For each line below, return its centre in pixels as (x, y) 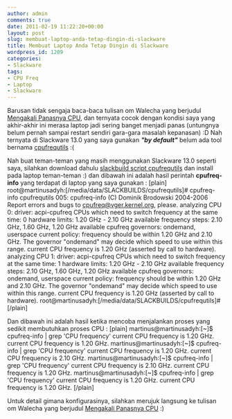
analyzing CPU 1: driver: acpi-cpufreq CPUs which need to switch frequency (116, 256)
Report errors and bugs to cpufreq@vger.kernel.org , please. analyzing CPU (115, 205)
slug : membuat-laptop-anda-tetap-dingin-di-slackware (87, 39)
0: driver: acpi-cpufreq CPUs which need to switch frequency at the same (113, 213)
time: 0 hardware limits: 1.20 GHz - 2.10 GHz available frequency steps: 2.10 (115, 220)
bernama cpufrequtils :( (41, 148)
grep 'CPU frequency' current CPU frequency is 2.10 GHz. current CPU (108, 366)
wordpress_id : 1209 (35, 53)
